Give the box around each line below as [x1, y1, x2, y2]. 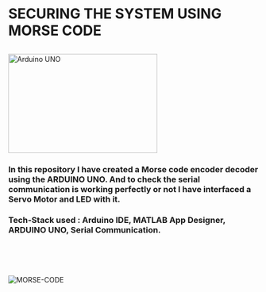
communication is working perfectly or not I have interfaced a [8, 183, 252, 194]
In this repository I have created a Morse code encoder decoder [8, 163, 259, 175]
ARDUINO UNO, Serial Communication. [8, 225, 161, 236]
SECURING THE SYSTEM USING [8, 5, 222, 23]
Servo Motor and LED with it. [8, 194, 121, 205]
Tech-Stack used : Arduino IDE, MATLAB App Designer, [8, 215, 226, 226]
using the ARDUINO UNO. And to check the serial [8, 174, 201, 185]
